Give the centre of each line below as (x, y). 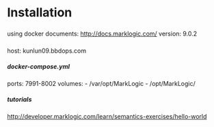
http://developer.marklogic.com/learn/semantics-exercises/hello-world (107, 116)
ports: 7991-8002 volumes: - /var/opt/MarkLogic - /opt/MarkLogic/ (102, 83)
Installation (40, 13)
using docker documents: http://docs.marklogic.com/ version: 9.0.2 (102, 33)
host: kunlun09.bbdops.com (47, 51)
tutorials (19, 99)
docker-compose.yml (39, 66)
